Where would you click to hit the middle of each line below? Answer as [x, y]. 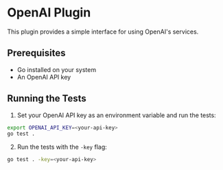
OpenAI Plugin [49, 13]
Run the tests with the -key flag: [62, 147]
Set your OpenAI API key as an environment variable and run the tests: [116, 115]
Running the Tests [47, 98]
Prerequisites [36, 53]
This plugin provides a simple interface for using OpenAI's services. [103, 32]
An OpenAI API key [44, 77]
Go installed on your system [57, 69]
